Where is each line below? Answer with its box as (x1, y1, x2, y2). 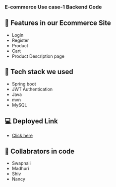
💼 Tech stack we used (4, 68, 73, 76)
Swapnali (11, 160, 31, 166)
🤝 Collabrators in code (4, 147, 75, 155)
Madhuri (11, 166, 29, 172)
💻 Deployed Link (4, 117, 58, 125)
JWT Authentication (11, 86, 53, 92)
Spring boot (11, 81, 36, 87)
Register (11, 37, 29, 43)
